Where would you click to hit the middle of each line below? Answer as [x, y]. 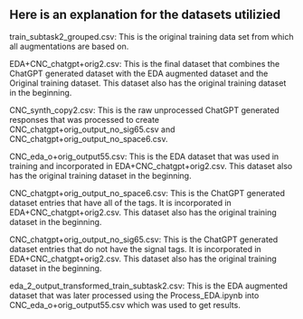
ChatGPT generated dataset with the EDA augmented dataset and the [139, 73]
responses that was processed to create [85, 119]
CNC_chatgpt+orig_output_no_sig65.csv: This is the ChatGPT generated [144, 239]
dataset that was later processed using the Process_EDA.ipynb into [134, 295]
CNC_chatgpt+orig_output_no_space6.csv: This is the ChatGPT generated [147, 192]
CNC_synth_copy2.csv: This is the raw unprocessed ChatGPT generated [145, 110]
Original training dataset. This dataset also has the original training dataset [148, 83]
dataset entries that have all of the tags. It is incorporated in [121, 202]
